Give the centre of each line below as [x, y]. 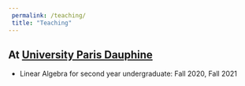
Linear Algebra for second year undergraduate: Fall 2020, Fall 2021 [128, 74]
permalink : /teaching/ [49, 15]
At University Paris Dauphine [81, 55]
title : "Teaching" [42, 23]
